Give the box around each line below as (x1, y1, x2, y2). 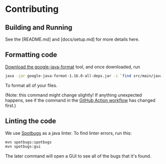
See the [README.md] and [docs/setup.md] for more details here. (5, 36, 140, 42)
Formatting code (5, 51, 57, 59)
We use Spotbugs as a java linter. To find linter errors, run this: (5, 130, 132, 136)
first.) (5, 103, 16, 109)
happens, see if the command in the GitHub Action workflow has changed (5, 97, 156, 103)
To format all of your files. (5, 82, 58, 88)
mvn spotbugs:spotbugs (5, 140, 52, 145)
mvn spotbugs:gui (5, 144, 41, 149)
